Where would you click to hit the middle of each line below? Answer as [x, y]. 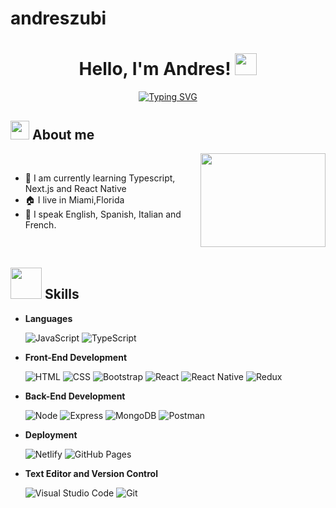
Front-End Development [76, 357]
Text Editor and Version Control [91, 473]
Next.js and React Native [75, 188]
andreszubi [58, 18]
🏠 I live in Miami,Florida [74, 199]
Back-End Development [75, 396]
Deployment [51, 434]
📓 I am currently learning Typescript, [100, 178]
